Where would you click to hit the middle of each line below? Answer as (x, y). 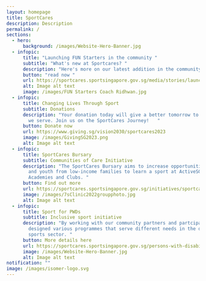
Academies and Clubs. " (59, 178)
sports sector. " (50, 234)
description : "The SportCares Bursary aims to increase (95, 166)
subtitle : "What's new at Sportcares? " (75, 63)
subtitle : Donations (49, 109)
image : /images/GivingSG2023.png (65, 138)
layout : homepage (29, 12)
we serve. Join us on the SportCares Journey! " (94, 120)
